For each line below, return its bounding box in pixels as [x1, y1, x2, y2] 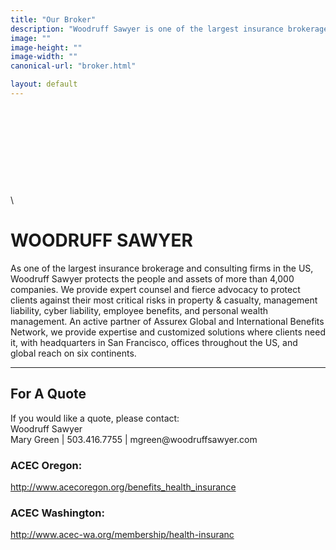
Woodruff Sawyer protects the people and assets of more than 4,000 [10, 272, 295, 285]
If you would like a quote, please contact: [10, 412, 180, 424]
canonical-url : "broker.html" [10, 61, 137, 71]
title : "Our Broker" [10, 14, 97, 25]
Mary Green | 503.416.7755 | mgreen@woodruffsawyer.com [10, 433, 258, 445]
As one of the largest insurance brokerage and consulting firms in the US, [10, 262, 314, 274]
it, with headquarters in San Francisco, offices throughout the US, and [10, 336, 298, 348]
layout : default [10, 79, 78, 90]
